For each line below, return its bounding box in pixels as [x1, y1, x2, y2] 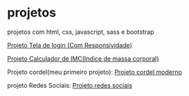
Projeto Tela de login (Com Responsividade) [7, 41, 133, 49]
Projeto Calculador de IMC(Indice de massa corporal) [7, 54, 159, 63]
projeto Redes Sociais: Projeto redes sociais [7, 81, 133, 89]
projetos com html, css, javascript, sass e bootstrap [7, 28, 154, 36]
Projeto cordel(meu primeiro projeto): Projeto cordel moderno [7, 68, 182, 76]
